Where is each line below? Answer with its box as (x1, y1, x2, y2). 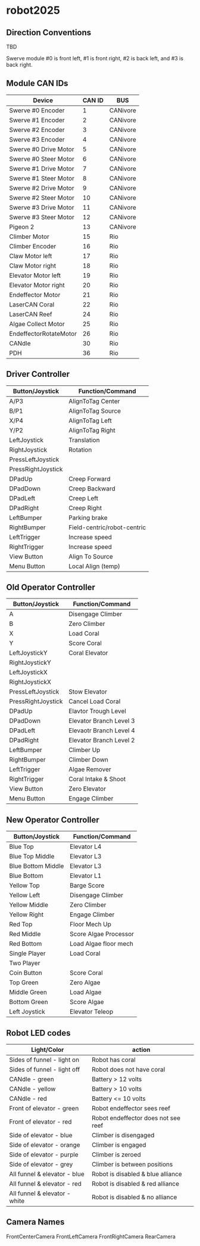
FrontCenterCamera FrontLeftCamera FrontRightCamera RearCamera (6, 1233, 176, 1240)
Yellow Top (9, 882, 40, 890)
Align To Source (68, 552, 113, 560)
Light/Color (31, 1046, 64, 1054)
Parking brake (68, 513, 108, 521)
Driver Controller (6, 369, 70, 379)
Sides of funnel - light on (9, 1055, 79, 1064)
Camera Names (6, 1217, 65, 1227)
